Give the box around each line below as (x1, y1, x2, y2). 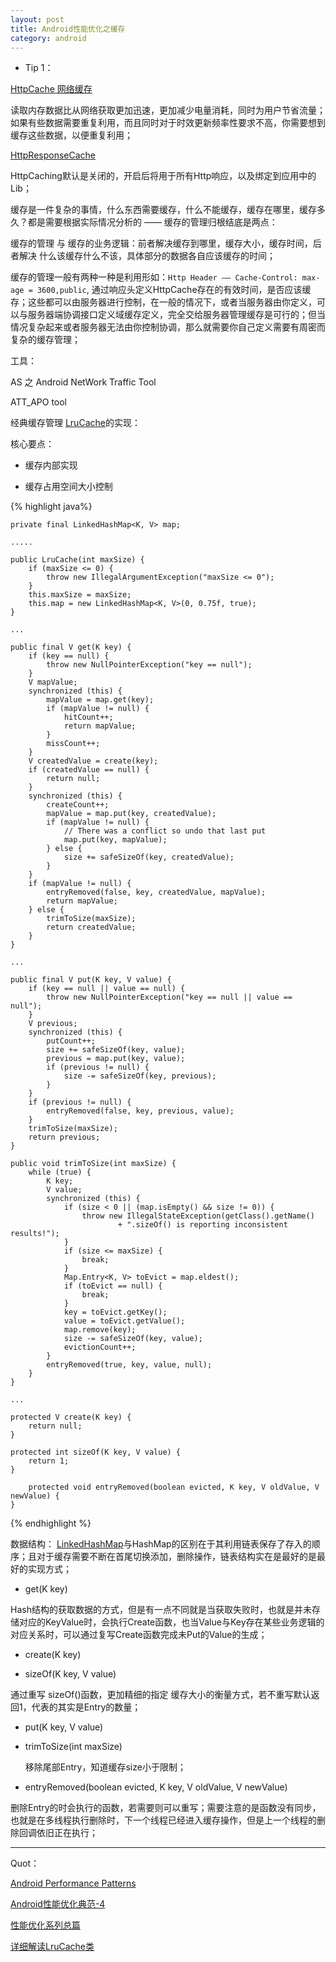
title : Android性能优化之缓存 (10, 24, 126, 34)
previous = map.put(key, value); (46, 1054, 186, 1064)
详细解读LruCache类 (10, 1941, 95, 1953)
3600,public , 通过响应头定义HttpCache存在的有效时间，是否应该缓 (36, 284, 312, 296)
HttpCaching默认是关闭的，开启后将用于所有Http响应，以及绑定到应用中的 (10, 170, 317, 182)
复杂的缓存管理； (10, 334, 81, 346)
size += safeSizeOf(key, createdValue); (63, 852, 235, 863)
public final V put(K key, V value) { (10, 975, 172, 985)
